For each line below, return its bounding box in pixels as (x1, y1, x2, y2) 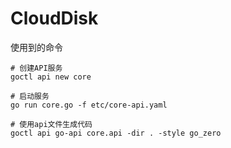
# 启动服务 (10, 91, 50, 101)
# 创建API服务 (10, 63, 63, 73)
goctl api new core (10, 72, 92, 82)
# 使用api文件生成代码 (10, 119, 93, 129)
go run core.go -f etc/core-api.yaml (10, 100, 168, 110)
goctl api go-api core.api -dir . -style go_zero (10, 128, 222, 138)
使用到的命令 (10, 41, 63, 53)
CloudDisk (10, 7, 99, 30)
